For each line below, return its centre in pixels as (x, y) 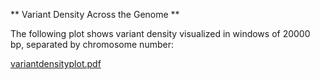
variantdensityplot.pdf (56, 63)
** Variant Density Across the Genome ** (95, 14)
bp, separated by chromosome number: (92, 44)
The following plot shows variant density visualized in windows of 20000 (160, 33)
